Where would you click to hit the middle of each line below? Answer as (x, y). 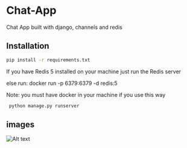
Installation (28, 46)
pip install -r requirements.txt (48, 60)
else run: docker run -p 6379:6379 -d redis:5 (62, 83)
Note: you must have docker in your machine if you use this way (86, 94)
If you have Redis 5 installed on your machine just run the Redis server (94, 71)
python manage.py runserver (44, 106)
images (21, 124)
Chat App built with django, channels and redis (64, 27)
